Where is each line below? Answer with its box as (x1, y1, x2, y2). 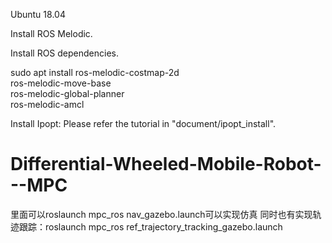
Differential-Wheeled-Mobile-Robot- (10, 153, 322, 176)
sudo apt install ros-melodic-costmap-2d (10, 67, 180, 78)
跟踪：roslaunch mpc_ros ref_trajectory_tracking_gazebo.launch (18, 220, 283, 233)
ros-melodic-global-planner (10, 88, 125, 99)
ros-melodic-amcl (10, 99, 85, 110)
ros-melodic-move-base (10, 77, 112, 89)
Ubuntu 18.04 (10, 9, 66, 20)
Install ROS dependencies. (10, 47, 120, 59)
